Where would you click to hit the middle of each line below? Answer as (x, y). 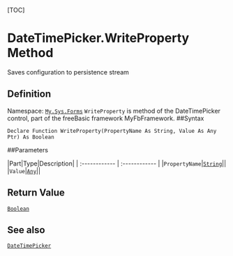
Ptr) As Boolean (31, 137)
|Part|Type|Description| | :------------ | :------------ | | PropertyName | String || (117, 163)
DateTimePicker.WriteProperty (98, 38)
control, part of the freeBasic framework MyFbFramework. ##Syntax (106, 118)
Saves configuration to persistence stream (68, 72)
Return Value (36, 193)
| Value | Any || (24, 170)
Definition (29, 94)
